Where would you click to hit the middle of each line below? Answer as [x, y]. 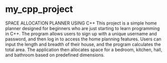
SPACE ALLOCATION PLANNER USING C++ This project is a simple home [81, 23]
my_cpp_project [39, 9]
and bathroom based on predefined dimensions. [55, 55]
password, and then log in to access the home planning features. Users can [83, 39]
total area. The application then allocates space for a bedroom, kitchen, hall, [84, 49]
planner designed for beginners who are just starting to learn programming [82, 28]
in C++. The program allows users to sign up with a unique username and [81, 33]
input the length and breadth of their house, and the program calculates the [83, 44]
